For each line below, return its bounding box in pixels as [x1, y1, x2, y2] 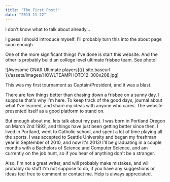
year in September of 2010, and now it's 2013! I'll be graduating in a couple [5, 139, 162, 145]
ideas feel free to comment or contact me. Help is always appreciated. [5, 171, 152, 177]
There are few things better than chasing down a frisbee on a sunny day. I [5, 92, 160, 98]
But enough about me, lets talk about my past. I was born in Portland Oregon [5, 117, 165, 124]
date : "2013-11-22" [5, 12, 47, 17]
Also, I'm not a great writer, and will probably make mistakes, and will [5, 160, 150, 166]
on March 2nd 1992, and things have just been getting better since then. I [5, 123, 159, 129]
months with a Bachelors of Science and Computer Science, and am [5, 144, 148, 150]
